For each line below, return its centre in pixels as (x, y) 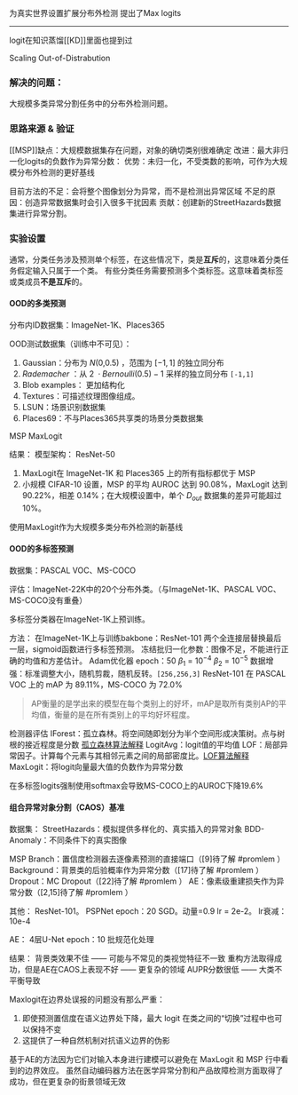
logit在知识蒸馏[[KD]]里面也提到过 (71, 40)
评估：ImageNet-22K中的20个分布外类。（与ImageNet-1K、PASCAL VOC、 (145, 590)
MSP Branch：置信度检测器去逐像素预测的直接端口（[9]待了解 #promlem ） (147, 859)
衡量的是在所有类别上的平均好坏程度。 (125, 714)
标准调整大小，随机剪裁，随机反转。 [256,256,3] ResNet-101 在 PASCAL (155, 673)
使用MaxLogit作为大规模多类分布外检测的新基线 (96, 527)
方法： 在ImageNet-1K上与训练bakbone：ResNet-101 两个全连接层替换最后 (145, 639)
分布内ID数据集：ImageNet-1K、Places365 (87, 325)
